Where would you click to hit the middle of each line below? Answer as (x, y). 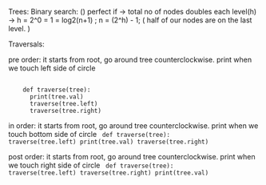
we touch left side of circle (52, 68)
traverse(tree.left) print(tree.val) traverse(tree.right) (109, 142)
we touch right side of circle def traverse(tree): (91, 165)
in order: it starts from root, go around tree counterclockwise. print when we (133, 126)
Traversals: (27, 44)
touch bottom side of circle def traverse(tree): (89, 134)
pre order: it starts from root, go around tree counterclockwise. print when (130, 60)
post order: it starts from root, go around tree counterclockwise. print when (132, 157)
